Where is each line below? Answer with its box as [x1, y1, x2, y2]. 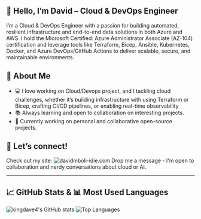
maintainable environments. [6, 53, 75, 60]
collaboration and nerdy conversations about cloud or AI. [6, 163, 147, 171]
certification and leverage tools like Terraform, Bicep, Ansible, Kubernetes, [6, 41, 190, 48]
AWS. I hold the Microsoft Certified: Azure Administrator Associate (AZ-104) [6, 34, 193, 42]
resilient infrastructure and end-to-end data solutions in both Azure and [6, 28, 182, 35]
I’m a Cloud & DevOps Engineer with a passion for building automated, [6, 22, 179, 29]
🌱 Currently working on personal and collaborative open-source [14, 117, 172, 124]
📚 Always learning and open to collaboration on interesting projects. [14, 109, 184, 116]
